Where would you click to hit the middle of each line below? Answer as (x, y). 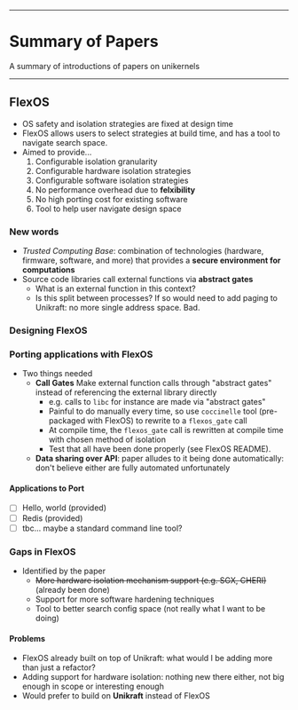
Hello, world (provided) (64, 508)
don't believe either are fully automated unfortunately (133, 468)
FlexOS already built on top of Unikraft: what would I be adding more (147, 659)
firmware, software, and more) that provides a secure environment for (151, 260)
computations (48, 270)
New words (34, 232)
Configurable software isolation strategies (112, 180)
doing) (47, 618)
